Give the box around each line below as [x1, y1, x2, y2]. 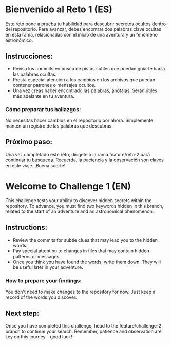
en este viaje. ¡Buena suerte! [5, 162, 66, 168]
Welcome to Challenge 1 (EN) [5, 180, 131, 192]
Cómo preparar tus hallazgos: [5, 105, 81, 113]
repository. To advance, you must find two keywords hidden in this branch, [5, 203, 163, 209]
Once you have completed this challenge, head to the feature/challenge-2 [5, 322, 162, 329]
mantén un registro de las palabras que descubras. [5, 123, 113, 129]
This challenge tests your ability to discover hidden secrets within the [5, 197, 152, 204]
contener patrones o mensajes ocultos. [12, 82, 96, 88]
